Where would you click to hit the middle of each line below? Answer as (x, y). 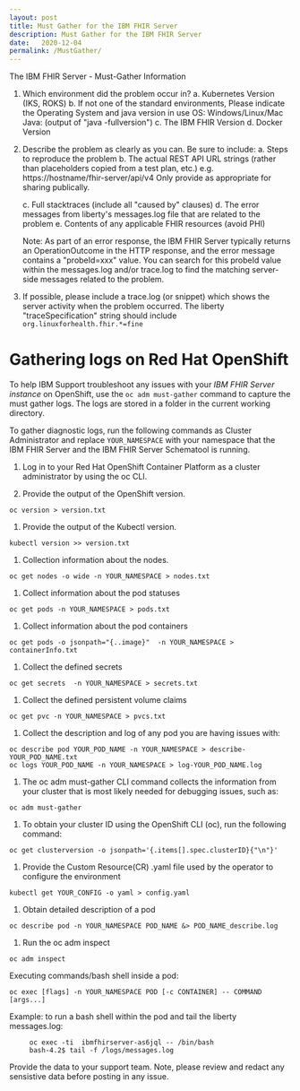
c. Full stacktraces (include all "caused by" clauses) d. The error (141, 205)
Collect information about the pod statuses (101, 593)
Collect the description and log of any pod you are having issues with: (151, 733)
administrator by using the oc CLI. (85, 477)
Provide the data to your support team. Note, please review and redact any (147, 1067)
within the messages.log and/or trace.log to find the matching (136, 270)
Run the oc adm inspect (66, 943)
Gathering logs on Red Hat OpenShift (149, 360)
